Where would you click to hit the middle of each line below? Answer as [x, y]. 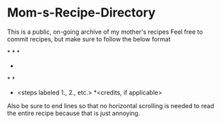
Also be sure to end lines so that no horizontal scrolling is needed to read [111, 105]
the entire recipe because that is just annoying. [74, 113]
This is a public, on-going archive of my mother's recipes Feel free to [105, 32]
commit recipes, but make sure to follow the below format [89, 39]
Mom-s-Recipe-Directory [82, 13]
